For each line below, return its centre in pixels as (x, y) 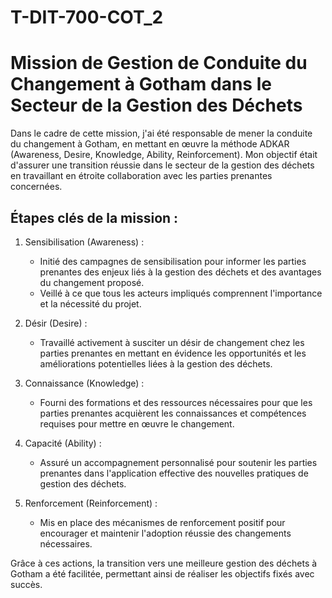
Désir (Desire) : (56, 323)
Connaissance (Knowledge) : (84, 383)
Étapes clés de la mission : (94, 217)
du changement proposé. (92, 282)
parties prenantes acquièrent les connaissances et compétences (173, 413)
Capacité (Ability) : (63, 443)
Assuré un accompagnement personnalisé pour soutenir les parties (178, 462)
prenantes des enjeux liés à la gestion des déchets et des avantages (180, 272)
